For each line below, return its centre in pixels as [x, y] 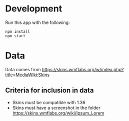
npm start [15, 36]
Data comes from [23, 69]
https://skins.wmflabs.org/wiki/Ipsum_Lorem [58, 113]
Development [34, 9]
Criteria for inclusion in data [49, 90]
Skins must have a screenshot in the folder [56, 108]
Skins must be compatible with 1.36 [49, 102]
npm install [17, 31]
